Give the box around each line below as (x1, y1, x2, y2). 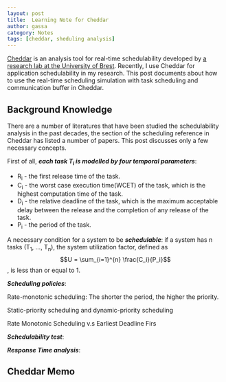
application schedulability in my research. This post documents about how (7, 69, 218, 78)
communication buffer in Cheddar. (7, 84, 104, 92)
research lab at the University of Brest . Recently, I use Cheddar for (7, 62, 195, 70)
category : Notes (7, 29, 54, 36)
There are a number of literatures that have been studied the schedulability (7, 122, 219, 130)
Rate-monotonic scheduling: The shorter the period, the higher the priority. (7, 293, 219, 301)
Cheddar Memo (7, 366, 76, 378)
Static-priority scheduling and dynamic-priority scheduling (7, 306, 174, 314)
